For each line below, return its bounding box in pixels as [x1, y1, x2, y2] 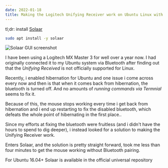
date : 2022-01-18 [5, 7, 42, 13]
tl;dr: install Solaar [5, 26, 43, 32]
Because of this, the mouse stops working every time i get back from [5, 101, 148, 107]
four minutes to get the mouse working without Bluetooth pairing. [5, 147, 140, 153]
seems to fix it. [5, 91, 36, 97]
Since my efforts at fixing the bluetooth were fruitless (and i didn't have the [5, 122, 160, 128]
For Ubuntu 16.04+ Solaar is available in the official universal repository [5, 157, 153, 163]
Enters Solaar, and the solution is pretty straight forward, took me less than [5, 142, 160, 148]
